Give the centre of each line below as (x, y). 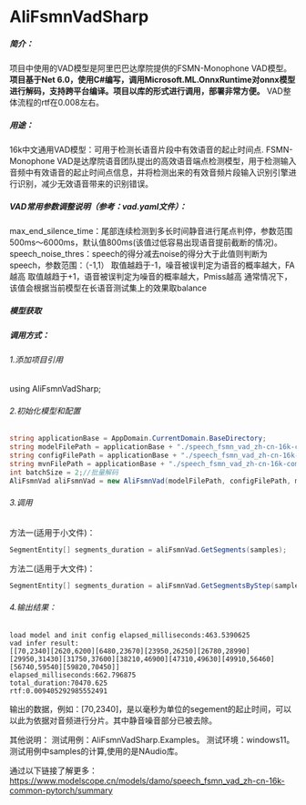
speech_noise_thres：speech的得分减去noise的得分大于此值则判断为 (139, 254)
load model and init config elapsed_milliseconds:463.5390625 (130, 635)
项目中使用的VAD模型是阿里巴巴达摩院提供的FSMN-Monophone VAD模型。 (151, 68)
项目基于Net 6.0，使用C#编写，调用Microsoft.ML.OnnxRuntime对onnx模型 (153, 80)
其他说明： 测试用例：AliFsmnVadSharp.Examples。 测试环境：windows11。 (152, 739)
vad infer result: (44, 643)
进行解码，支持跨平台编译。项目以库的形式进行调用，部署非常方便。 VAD (147, 91)
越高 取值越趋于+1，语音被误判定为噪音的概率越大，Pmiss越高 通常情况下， (151, 277)
